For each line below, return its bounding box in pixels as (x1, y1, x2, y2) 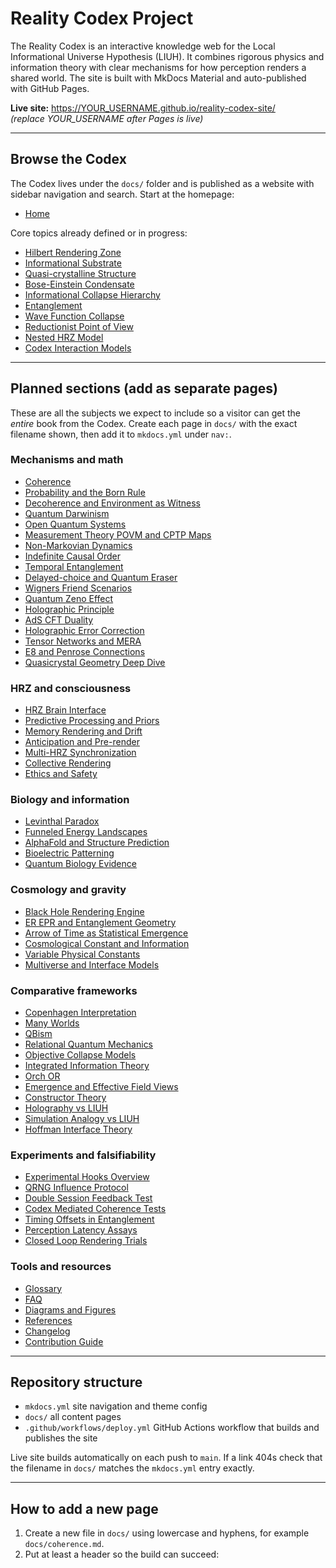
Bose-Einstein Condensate (24, 278, 135, 290)
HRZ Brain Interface (24, 704, 107, 716)
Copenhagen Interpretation (24, 1007, 137, 1019)
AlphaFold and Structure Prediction (24, 837, 170, 849)
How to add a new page (10, 1500, 159, 1517)
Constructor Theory (24, 1092, 107, 1104)
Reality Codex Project (10, 7, 194, 30)
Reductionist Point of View (24, 320, 134, 332)
